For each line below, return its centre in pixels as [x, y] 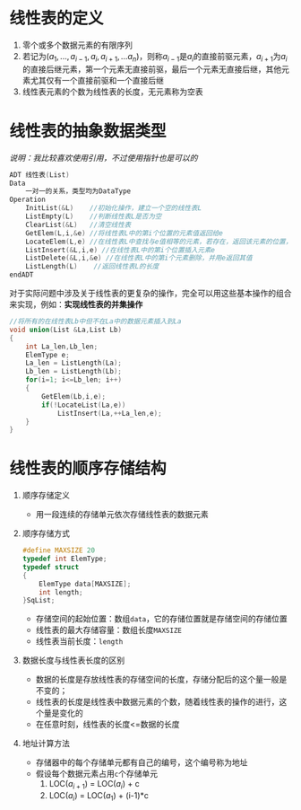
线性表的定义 [57, 18]
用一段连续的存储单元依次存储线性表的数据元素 [122, 515]
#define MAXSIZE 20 [59, 550]
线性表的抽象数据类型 [88, 131]
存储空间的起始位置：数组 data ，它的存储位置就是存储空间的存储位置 [162, 619]
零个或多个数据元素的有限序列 [77, 45]
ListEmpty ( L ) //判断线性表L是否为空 [94, 216]
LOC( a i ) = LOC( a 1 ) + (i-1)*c [99, 797]
